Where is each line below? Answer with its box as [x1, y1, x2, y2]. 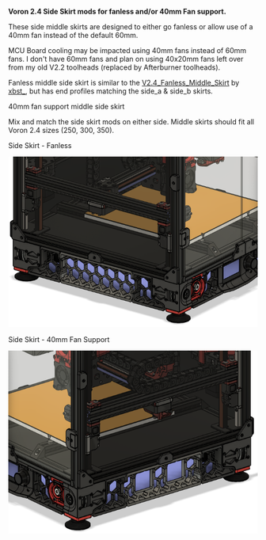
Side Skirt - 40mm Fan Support [8, 334, 110, 344]
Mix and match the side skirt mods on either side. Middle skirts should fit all [8, 117, 255, 126]
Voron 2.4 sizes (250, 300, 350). [8, 126, 115, 135]
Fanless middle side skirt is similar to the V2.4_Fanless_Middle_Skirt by [8, 78, 240, 87]
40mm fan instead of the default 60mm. [8, 31, 139, 40]
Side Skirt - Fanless [8, 141, 72, 150]
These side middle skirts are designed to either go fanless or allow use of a [8, 22, 253, 31]
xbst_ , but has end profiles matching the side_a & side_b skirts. [8, 86, 214, 96]
